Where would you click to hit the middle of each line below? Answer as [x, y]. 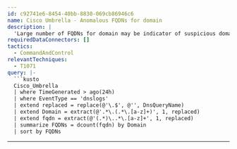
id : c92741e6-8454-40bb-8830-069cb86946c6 [71, 14]
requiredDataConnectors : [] [49, 40]
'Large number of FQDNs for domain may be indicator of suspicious [115, 33]
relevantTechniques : [38, 60]
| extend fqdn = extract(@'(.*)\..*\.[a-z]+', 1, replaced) [104, 118]
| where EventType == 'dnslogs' [61, 99]
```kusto [26, 79]
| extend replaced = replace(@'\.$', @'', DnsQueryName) [99, 105]
